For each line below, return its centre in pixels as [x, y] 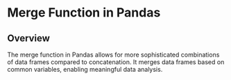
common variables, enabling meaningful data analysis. [85, 69]
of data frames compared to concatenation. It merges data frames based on [116, 62]
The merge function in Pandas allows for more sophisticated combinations [113, 54]
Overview [29, 38]
